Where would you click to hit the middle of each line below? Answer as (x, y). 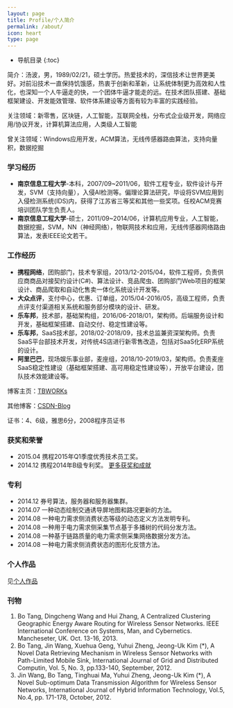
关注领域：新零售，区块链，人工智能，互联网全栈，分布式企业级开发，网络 (113, 116)
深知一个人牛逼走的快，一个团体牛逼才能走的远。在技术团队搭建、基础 (126, 92)
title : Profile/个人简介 (41, 20)
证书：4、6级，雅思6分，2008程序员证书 (66, 420)
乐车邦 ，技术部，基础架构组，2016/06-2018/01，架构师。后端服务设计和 (120, 315)
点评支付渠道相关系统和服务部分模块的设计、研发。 (90, 307)
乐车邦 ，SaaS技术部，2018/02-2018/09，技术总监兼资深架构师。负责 (116, 332)
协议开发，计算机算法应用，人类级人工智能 (76, 124)
